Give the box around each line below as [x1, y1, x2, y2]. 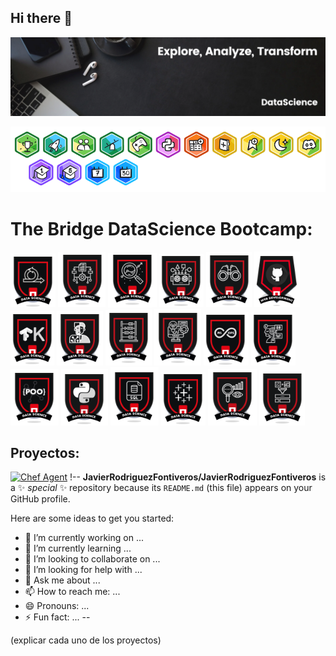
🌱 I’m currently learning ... [24, 542, 132, 555]
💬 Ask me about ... [24, 574, 101, 586]
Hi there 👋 [10, 10, 73, 27]
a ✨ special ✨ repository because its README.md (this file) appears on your [10, 482, 313, 494]
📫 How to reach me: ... [24, 586, 121, 598]
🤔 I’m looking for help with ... [24, 564, 143, 576]
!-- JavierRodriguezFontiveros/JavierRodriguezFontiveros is [69, 471, 327, 483]
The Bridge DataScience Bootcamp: [10, 217, 313, 240]
